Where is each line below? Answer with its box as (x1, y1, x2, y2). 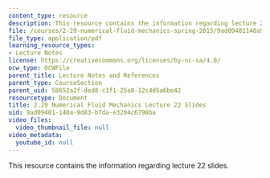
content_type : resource (8, 11, 88, 20)
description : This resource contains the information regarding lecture (8, 19, 257, 27)
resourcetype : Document (8, 94, 88, 102)
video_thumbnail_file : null (15, 123, 110, 131)
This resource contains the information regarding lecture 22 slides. (8, 160, 229, 170)
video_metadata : (8, 131, 63, 139)
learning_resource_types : (8, 42, 95, 50)
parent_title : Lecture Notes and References (8, 71, 160, 79)
